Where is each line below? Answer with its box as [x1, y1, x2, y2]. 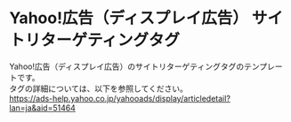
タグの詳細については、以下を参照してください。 [9, 83, 189, 94]
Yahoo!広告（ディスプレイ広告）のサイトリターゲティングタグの [9, 61, 245, 72]
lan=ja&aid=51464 [9, 103, 76, 113]
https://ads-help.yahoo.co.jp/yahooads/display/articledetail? [9, 93, 231, 103]
